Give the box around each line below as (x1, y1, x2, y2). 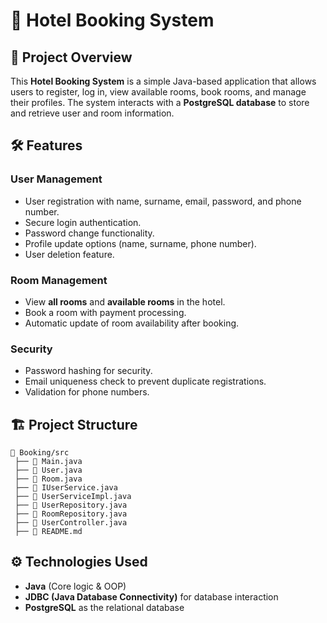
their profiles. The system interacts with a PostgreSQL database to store (10, 97, 310, 108)
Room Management (10, 273, 108, 287)
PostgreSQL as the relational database (24, 601, 185, 613)
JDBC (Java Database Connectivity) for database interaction (24, 590, 279, 603)
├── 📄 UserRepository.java (14, 500, 128, 511)
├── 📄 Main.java (14, 457, 83, 467)
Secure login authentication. (24, 216, 142, 228)
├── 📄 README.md (14, 527, 83, 537)
